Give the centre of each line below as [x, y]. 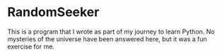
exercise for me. [31, 46]
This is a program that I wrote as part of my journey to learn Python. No [111, 31]
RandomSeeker [53, 12]
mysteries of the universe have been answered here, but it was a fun [107, 38]
